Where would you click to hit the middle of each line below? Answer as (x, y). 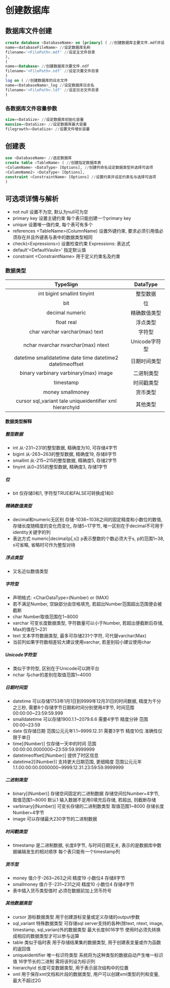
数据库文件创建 (29, 31)
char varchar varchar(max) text (66, 332)
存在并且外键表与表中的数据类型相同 (55, 237)
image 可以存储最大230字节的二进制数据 (55, 819)
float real (66, 322)
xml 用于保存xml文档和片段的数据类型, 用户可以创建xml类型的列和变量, (86, 974)
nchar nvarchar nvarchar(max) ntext (67, 345)
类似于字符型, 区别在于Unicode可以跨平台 (56, 668)
